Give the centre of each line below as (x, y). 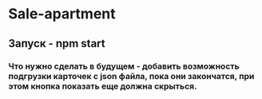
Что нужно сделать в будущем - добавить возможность (124, 66)
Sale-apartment (62, 14)
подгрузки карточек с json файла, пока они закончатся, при (131, 76)
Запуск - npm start (57, 44)
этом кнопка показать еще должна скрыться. (103, 86)
